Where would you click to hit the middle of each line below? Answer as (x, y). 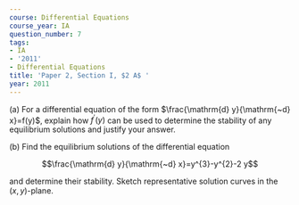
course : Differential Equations (69, 17)
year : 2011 (29, 84)
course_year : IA (39, 26)
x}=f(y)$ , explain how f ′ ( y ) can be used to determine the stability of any (141, 119)
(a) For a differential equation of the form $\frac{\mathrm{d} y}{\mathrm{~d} (150, 109)
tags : (19, 42)
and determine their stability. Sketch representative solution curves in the (144, 181)
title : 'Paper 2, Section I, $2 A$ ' (79, 76)
